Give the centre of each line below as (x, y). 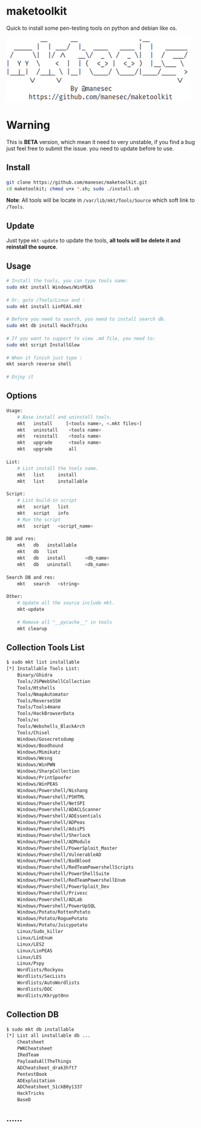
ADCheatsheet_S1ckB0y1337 (50, 1087)
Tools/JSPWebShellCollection (54, 681)
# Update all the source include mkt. (66, 603)
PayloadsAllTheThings (44, 1061)
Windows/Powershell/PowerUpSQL (57, 906)
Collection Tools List (45, 648)
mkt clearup (32, 628)
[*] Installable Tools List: (43, 669)
